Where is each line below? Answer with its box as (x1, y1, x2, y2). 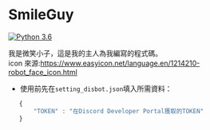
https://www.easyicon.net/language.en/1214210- (40, 58, 200, 68)
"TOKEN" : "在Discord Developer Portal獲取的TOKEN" (33, 107, 204, 115)
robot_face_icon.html (8, 67, 77, 77)
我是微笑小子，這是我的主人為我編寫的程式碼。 (8, 48, 162, 57)
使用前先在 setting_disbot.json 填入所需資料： (19, 84, 172, 93)
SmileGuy (8, 6, 74, 24)
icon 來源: (8, 58, 42, 68)
